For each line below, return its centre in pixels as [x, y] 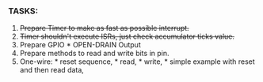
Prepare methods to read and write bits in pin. [94, 54]
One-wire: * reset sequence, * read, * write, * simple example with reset [137, 61]
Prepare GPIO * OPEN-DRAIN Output [80, 45]
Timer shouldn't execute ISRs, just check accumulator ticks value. [127, 36]
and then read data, [52, 70]
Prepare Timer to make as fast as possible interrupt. [104, 28]
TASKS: [23, 11]
